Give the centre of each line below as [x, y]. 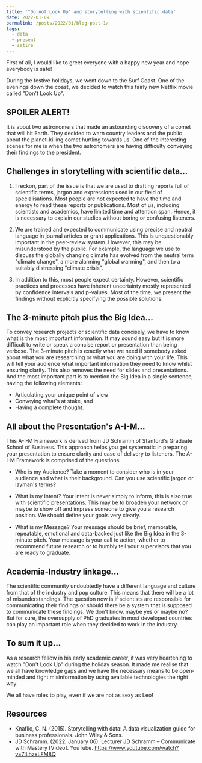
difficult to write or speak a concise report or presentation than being [92, 345]
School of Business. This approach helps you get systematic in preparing [97, 447]
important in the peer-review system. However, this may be [88, 242]
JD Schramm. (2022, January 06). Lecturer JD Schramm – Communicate [105, 741]
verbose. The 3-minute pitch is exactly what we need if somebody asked [96, 351]
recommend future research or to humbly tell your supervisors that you [103, 546]
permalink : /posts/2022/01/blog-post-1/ [58, 23]
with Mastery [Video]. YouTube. [54, 747]
